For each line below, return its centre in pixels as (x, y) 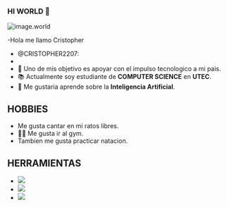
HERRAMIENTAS (44, 163)
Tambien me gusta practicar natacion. (73, 141)
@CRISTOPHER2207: (48, 54)
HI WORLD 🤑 (29, 11)
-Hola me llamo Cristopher (46, 40)
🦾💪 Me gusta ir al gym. (50, 134)
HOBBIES (28, 109)
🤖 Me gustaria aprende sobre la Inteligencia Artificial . (96, 87)
